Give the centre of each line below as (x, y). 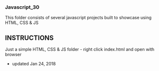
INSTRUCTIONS (30, 38)
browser (13, 55)
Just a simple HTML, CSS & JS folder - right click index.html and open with (80, 49)
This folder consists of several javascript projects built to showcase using (78, 18)
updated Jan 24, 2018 (34, 64)
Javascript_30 (22, 7)
